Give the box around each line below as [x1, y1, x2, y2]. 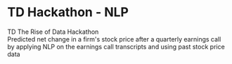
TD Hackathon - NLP [7, 4, 129, 20]
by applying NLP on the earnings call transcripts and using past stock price [7, 42, 225, 51]
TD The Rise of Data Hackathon [7, 27, 99, 36]
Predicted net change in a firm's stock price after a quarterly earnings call [7, 34, 221, 43]
